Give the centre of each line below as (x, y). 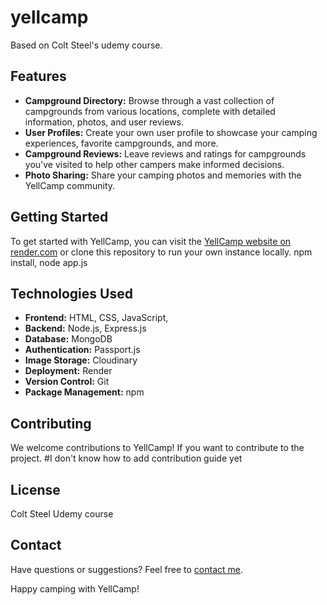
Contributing (51, 423)
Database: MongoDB (68, 339)
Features (38, 76)
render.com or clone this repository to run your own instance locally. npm (161, 252)
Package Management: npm (84, 392)
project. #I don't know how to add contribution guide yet (126, 458)
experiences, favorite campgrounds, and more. (121, 143)
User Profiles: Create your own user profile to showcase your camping (171, 132)
